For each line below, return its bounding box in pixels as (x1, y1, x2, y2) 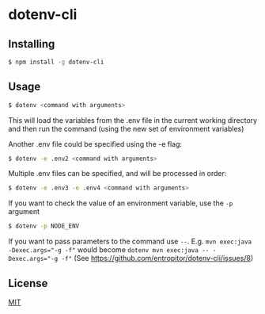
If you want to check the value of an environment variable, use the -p (8, 198, 233, 208)
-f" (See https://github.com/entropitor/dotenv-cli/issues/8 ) (61, 254, 254, 263)
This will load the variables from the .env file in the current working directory (8, 115, 258, 124)
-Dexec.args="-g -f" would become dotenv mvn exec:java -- (8, 245, 210, 255)
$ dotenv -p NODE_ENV (8, 222, 80, 231)
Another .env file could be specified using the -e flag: (8, 139, 183, 148)
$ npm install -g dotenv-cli (8, 58, 104, 66)
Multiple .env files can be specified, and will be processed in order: (8, 169, 227, 178)
